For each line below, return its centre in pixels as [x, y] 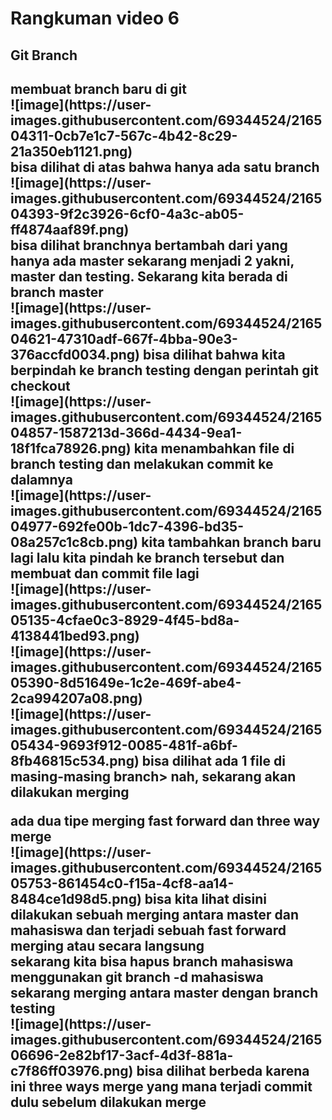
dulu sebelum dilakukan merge [108, 1102]
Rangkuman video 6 [95, 18]
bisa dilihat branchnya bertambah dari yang [149, 245]
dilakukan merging [70, 792]
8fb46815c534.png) [75, 760]
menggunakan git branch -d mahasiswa [137, 977]
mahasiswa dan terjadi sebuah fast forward [148, 930]
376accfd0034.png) [75, 354]
